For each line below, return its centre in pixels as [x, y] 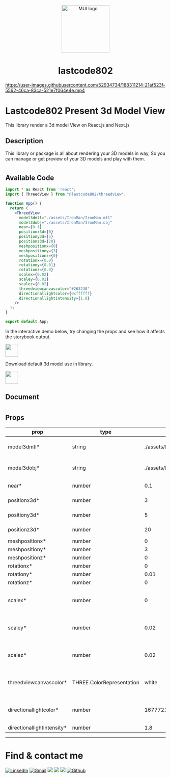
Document [22, 397]
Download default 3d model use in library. [49, 364]
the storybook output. [28, 337]
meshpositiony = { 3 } [38, 251]
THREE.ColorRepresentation [106, 682]
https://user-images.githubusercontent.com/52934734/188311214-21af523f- [85, 85]
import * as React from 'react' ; [41, 190]
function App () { [24, 204]
